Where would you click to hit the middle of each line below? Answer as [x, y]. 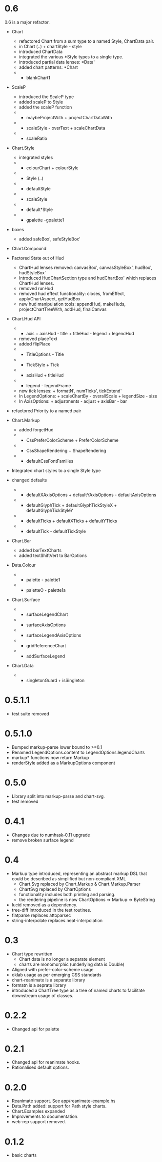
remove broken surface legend [43, 840]
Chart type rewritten [32, 954]
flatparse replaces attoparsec [41, 915]
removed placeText [38, 339]
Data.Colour [24, 565]
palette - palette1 [43, 580]
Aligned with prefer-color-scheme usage [52, 969]
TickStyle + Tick [43, 365]
